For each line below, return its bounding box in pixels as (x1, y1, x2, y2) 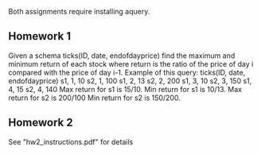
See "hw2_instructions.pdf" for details (8, 137, 134, 146)
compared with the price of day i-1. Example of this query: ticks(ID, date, (8, 67, 246, 77)
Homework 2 (8, 116, 73, 129)
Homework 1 (8, 29, 72, 43)
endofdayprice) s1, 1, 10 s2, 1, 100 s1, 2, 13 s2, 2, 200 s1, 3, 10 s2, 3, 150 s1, (8, 75, 252, 86)
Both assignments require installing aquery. (8, 7, 150, 16)
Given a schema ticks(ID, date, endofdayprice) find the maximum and (8, 51, 236, 60)
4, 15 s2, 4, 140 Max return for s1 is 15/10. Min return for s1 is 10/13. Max (8, 84, 243, 94)
